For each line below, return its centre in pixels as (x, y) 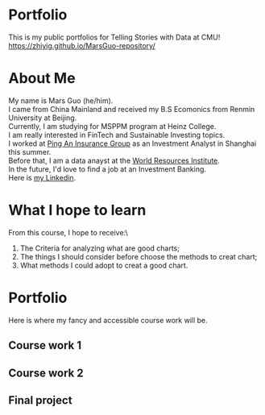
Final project (40, 400)
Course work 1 (45, 345)
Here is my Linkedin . (42, 177)
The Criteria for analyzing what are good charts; (99, 248)
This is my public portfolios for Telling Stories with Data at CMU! (114, 37)
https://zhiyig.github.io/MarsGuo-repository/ (82, 45)
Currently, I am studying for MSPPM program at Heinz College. (112, 126)
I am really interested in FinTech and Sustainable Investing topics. (117, 135)
